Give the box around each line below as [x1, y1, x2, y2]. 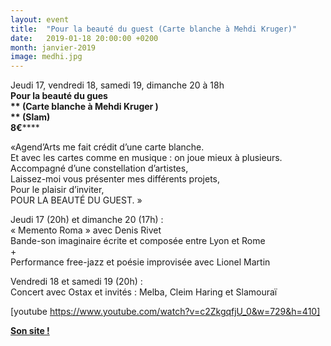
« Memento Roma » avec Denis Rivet [10, 224, 162, 236]
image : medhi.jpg [10, 52, 83, 62]
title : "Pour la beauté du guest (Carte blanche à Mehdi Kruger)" [10, 24, 298, 34]
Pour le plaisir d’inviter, [10, 184, 105, 196]
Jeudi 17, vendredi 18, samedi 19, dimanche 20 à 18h [10, 79, 225, 91]
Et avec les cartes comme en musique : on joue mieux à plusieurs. [10, 152, 283, 164]
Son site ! [10, 325, 50, 337]
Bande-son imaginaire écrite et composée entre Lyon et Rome [10, 235, 266, 247]
